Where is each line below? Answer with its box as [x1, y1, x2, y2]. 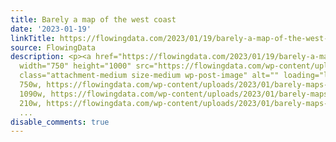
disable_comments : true [10, 117, 110, 127]
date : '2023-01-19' [10, 24, 92, 34]
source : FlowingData [10, 42, 97, 53]
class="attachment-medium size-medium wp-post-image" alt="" [19, 71, 280, 81]
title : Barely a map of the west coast [10, 14, 177, 25]
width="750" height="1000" [19, 61, 132, 71]
